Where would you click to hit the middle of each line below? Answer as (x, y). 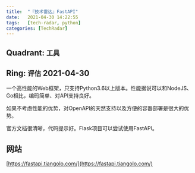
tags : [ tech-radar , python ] (44, 23)
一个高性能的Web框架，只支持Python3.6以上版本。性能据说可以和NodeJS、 (99, 88)
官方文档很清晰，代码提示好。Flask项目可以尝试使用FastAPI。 (82, 128)
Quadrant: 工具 (33, 53)
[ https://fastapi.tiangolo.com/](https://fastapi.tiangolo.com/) (80, 163)
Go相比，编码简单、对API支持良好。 (51, 96)
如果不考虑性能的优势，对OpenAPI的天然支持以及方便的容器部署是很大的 (95, 108)
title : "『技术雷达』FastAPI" (42, 12)
